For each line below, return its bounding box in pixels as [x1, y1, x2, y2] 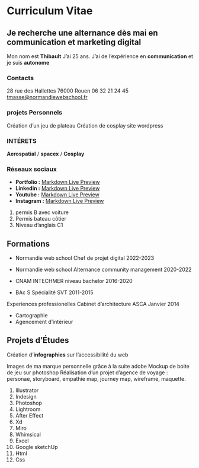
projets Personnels [7, 109, 63, 117]
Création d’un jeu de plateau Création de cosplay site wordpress [7, 122, 163, 129]
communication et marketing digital [7, 37, 142, 47]
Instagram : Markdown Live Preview [15, 198, 104, 205]
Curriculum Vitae [7, 4, 93, 18]
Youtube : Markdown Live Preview [15, 191, 99, 198]
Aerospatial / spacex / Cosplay [7, 150, 85, 157]
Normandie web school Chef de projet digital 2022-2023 [15, 254, 155, 262]
